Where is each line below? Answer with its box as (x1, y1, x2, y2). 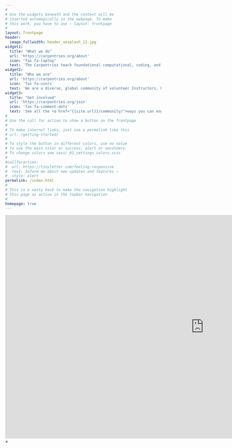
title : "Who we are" (9, 72, 52, 77)
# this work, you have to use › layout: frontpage (5, 21, 112, 26)
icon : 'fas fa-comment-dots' (9, 104, 70, 109)
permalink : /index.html (5, 178, 55, 183)
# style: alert (5, 173, 39, 179)
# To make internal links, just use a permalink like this (5, 127, 130, 132)
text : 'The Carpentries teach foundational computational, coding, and (9, 63, 161, 68)
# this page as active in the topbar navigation (5, 192, 108, 197)
